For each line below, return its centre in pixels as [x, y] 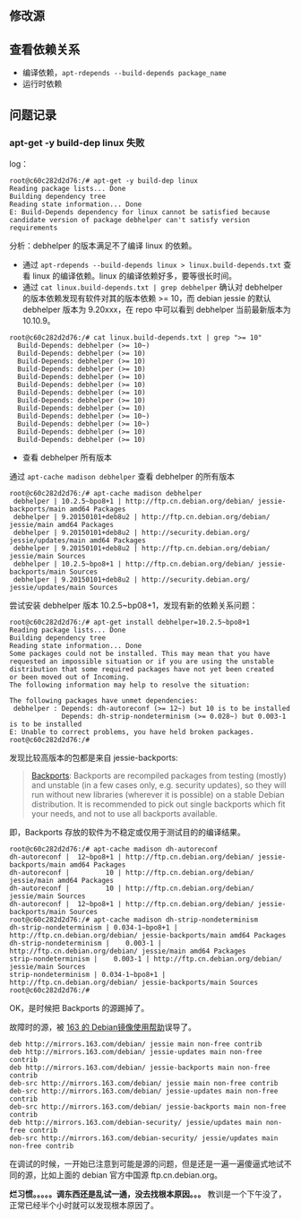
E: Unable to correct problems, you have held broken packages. [132, 732]
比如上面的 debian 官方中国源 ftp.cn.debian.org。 [131, 1175]
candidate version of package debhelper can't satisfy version [130, 220]
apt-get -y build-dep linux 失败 [77, 143]
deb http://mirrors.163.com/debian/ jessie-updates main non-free [136, 1051]
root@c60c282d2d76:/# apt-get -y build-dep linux [104, 181]
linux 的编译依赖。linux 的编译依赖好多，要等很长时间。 [135, 275]
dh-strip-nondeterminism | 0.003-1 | [86, 943]
